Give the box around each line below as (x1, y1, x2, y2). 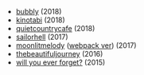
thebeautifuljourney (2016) (15, 49, 103, 58)
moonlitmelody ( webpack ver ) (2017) (15, 41, 137, 50)
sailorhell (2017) (15, 32, 69, 41)
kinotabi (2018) (15, 15, 65, 25)
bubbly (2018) (15, 7, 62, 16)
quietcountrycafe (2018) (15, 24, 95, 33)
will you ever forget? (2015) (15, 57, 106, 67)
